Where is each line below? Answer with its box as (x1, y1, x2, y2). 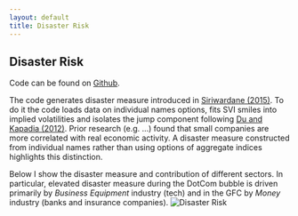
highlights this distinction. (9, 152, 103, 163)
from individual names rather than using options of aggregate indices (9, 142, 262, 153)
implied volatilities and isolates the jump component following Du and (9, 114, 263, 124)
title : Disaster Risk (9, 21, 90, 30)
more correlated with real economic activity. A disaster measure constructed (9, 132, 290, 143)
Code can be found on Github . (9, 77, 120, 89)
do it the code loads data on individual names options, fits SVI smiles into (9, 104, 278, 116)
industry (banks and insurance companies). (9, 197, 169, 208)
